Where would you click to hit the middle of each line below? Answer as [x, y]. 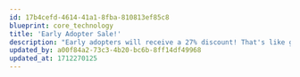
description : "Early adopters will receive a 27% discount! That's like [147, 42]
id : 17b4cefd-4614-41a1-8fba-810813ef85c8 [89, 17]
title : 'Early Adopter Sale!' [66, 34]
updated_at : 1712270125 [54, 58]
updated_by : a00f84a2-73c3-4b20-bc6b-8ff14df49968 [105, 50]
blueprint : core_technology [62, 26]
